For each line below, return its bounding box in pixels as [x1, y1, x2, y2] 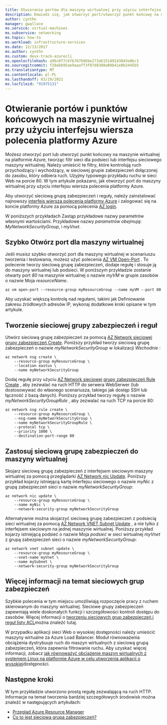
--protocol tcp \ [14, 425, 50, 430]
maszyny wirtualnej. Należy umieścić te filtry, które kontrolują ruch [5, 162, 142, 168]
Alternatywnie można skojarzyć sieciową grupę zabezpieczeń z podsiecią [5, 516, 157, 521]
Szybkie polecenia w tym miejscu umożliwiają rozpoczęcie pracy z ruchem [5, 598, 159, 604]
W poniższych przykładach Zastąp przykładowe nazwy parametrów [5, 213, 144, 219]
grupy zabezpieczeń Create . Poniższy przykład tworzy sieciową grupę [5, 340, 150, 346]
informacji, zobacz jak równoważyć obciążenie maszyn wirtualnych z [5, 650, 147, 656]
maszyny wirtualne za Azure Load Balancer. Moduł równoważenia [5, 634, 140, 640]
